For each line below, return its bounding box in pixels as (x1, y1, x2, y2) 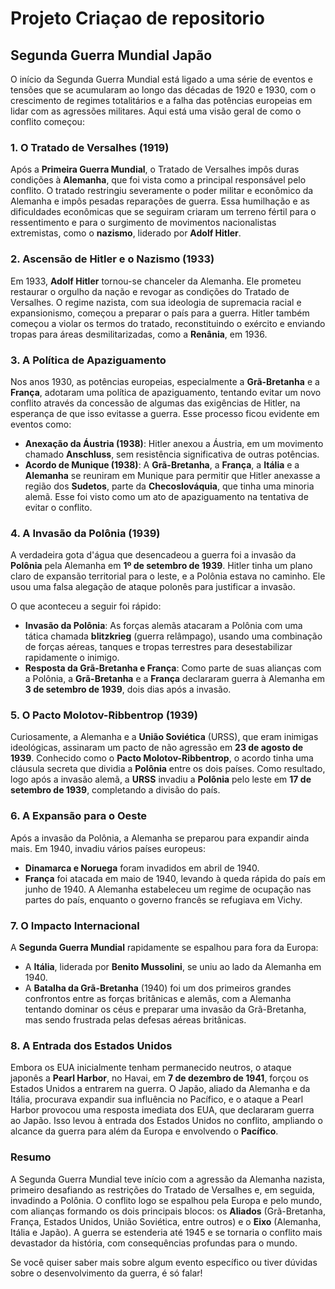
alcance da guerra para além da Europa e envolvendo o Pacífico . (10, 1125, 279, 1137)
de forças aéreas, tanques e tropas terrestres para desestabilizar (24, 641, 293, 653)
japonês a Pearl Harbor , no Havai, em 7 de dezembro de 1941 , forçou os (10, 1072, 309, 1084)
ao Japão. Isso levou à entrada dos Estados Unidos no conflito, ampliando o (10, 1115, 323, 1127)
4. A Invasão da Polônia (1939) (10, 526, 161, 540)
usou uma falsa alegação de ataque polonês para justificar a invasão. (10, 581, 296, 593)
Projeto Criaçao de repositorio (10, 7, 265, 30)
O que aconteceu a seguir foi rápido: (10, 600, 162, 612)
